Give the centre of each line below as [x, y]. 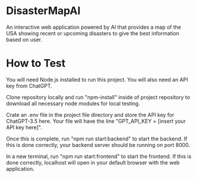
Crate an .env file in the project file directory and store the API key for [90, 115]
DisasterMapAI [43, 11]
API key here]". [24, 127]
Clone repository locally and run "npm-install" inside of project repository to [98, 97]
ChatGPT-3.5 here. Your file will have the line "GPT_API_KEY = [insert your [96, 121]
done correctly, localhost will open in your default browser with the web [93, 162]
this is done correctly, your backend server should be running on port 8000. [98, 145]
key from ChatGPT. [29, 86]
